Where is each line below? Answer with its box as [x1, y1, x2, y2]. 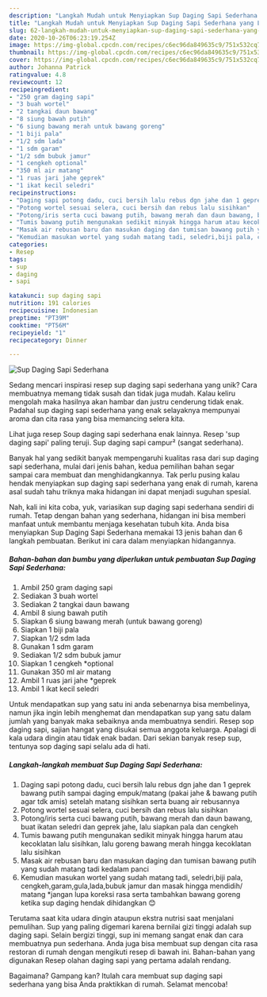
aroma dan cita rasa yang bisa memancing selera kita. [9, 414, 185, 423]
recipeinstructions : [9, 188, 78, 197]
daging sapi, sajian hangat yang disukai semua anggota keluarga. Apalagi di [9, 725, 257, 735]
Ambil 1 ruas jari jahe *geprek [20, 676, 117, 686]
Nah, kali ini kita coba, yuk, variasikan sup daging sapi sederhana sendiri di [9, 502, 254, 512]
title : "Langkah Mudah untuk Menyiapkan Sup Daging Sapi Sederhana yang [9, 19, 254, 27]
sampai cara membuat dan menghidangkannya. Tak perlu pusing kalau [9, 470, 240, 480]
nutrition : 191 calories [9, 299, 91, 307]
